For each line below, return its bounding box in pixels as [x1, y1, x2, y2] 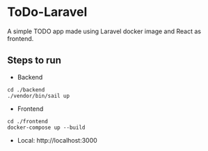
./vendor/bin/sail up [7, 92, 70, 99]
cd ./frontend [7, 118, 49, 125]
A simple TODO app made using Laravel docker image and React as [7, 27, 202, 35]
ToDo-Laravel [7, 4, 88, 20]
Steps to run [7, 55, 61, 66]
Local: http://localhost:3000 [17, 136, 97, 144]
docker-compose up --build [7, 124, 86, 131]
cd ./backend [7, 86, 45, 94]
